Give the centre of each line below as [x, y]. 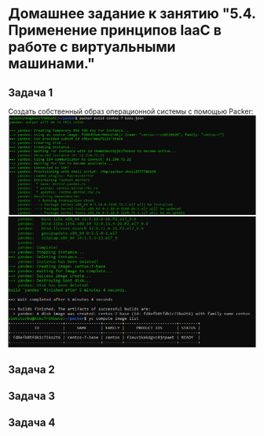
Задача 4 [32, 423]
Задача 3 [32, 396]
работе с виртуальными [92, 47]
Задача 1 [31, 92]
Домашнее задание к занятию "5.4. [132, 14]
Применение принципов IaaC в [115, 30]
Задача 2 [31, 369]
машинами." [52, 64]
